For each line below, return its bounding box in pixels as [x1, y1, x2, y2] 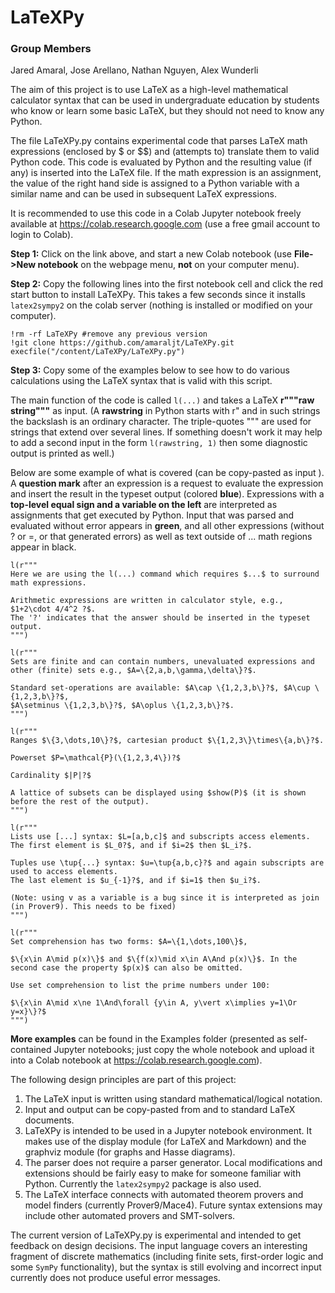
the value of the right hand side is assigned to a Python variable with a [10, 177, 300, 190]
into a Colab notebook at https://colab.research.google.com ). [10, 1054, 263, 1066]
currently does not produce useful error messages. [10, 1272, 221, 1284]
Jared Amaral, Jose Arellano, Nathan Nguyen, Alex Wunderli [10, 64, 259, 76]
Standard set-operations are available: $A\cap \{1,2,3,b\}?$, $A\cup [10, 683, 311, 693]
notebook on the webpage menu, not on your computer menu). [37, 259, 300, 271]
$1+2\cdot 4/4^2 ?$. [10, 604, 97, 615]
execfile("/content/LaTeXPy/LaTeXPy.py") [10, 347, 186, 357]
